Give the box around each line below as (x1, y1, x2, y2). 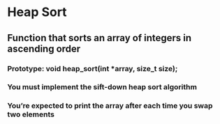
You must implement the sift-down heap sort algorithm (7, 82, 198, 92)
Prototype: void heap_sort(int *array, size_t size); (7, 63, 178, 73)
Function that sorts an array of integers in (7, 32, 192, 44)
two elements (7, 109, 54, 119)
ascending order (7, 42, 81, 54)
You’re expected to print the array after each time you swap (7, 101, 213, 111)
